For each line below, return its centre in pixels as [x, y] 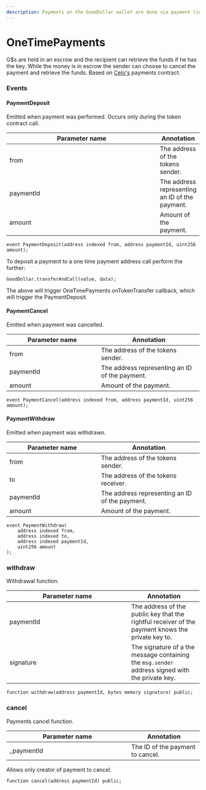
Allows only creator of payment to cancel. [59, 769]
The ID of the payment [163, 746]
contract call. [23, 123]
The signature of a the [163, 647]
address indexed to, [44, 536]
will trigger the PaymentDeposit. [47, 297]
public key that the [158, 614]
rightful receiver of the [163, 622]
